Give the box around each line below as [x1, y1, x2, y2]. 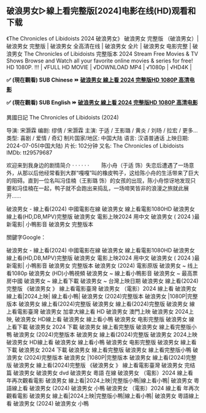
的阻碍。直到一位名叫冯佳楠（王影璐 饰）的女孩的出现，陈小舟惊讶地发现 [6, 176, 191, 184]
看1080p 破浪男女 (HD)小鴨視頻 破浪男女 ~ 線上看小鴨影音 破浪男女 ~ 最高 [6, 269, 193, 277]
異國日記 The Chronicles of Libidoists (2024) [6, 113, 120, 121]
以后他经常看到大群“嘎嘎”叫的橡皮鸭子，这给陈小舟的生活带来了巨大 [27, 169, 199, 176]
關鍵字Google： [6, 233, 47, 241]
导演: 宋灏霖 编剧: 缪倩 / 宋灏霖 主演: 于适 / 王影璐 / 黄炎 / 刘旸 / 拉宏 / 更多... [6, 126, 198, 134]
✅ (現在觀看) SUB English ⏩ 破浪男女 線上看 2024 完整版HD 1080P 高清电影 [6, 99, 198, 106]
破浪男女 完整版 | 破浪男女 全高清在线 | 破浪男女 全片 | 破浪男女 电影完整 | [6, 42, 191, 50]
